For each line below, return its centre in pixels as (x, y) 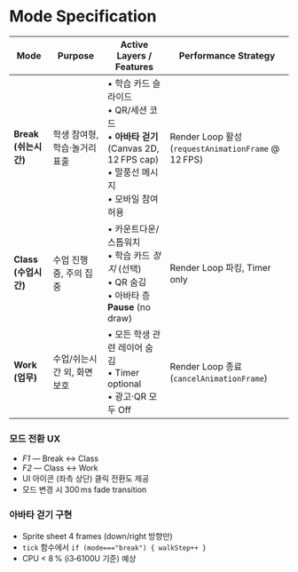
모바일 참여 (137, 199)
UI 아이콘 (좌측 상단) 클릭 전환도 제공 (86, 479)
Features (134, 67)
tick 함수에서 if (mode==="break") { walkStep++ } (114, 547)
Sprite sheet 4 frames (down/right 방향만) (97, 536)
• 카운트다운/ (133, 228)
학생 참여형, (76, 134)
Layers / (134, 55)
